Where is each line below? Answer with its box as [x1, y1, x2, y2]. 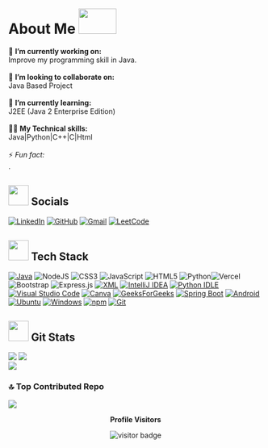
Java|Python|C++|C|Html [8, 132, 93, 141]
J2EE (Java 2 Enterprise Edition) [8, 106, 115, 116]
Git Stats [31, 330, 76, 344]
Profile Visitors [110, 414, 161, 424]
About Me [8, 20, 76, 38]
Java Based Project [8, 81, 73, 90]
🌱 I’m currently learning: [8, 98, 92, 107]
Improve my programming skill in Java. [8, 55, 137, 65]
